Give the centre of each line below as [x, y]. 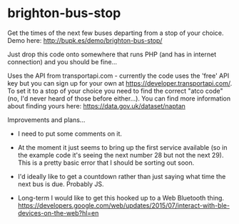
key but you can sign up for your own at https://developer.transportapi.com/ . [120, 83]
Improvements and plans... [46, 120]
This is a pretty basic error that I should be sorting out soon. [106, 163]
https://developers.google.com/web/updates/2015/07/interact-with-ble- [124, 205]
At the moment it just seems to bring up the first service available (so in [122, 147]
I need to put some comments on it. [70, 133]
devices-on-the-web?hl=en [58, 213]
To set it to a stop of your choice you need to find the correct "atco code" [115, 91]
